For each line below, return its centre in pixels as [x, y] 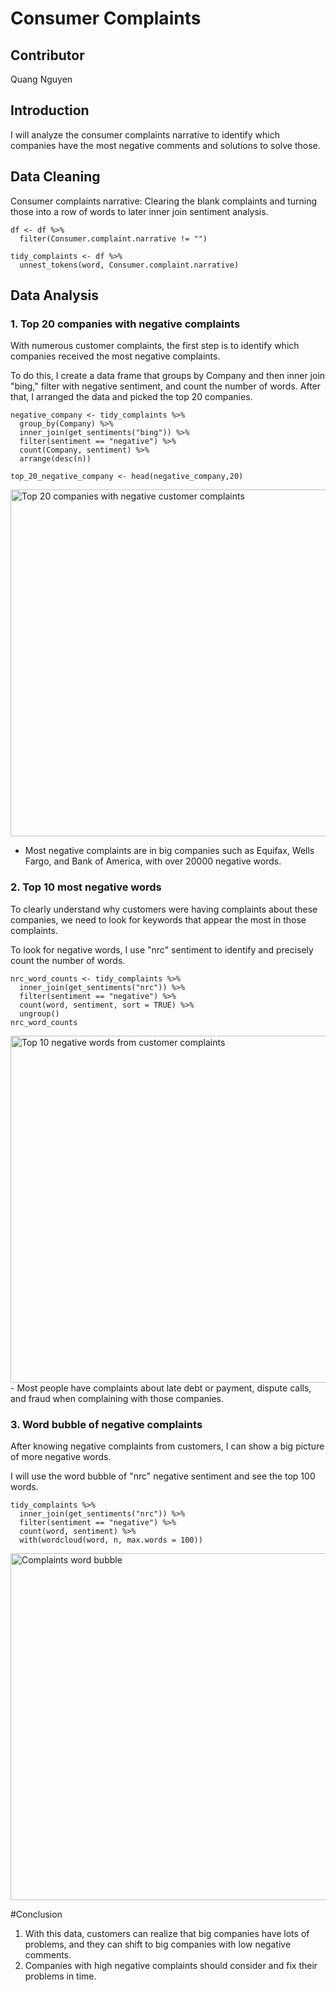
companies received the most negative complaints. [115, 356]
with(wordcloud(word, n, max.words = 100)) [111, 1540]
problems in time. [60, 1976]
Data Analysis [55, 295]
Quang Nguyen [41, 79]
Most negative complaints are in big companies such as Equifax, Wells [169, 851]
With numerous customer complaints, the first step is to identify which [155, 346]
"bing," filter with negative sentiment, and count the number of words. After [166, 386]
